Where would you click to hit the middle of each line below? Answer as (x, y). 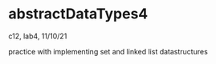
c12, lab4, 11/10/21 (38, 36)
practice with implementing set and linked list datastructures (108, 51)
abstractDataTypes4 (78, 14)
